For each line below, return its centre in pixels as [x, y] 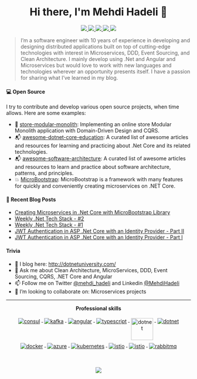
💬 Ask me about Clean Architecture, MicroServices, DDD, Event [91, 270]
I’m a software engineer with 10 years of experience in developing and [105, 40]
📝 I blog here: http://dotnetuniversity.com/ [65, 264]
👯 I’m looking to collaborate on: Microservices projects [80, 291]
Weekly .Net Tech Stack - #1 [49, 225]
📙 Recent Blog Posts [31, 199]
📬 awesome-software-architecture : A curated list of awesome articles [100, 158]
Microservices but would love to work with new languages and [96, 65]
